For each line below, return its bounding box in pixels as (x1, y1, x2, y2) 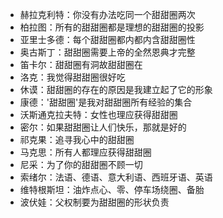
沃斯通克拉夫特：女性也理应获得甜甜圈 (19, 109, 178, 120)
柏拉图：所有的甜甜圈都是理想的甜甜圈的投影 (19, 21, 205, 33)
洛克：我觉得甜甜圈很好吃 (19, 71, 126, 83)
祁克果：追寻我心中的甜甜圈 (19, 134, 135, 145)
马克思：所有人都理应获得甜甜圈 (19, 146, 152, 158)
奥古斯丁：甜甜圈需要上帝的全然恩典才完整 (19, 46, 196, 58)
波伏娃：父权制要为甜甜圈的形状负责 (19, 196, 170, 208)
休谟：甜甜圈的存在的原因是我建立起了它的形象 (19, 84, 213, 95)
